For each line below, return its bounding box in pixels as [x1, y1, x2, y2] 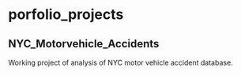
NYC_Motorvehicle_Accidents [8, 37, 160, 51]
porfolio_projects [8, 6, 124, 24]
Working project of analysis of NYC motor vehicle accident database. [8, 58, 233, 67]
